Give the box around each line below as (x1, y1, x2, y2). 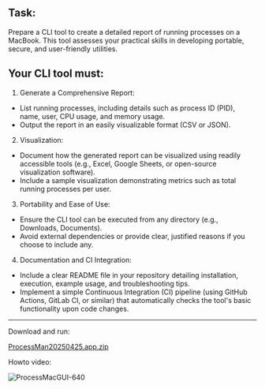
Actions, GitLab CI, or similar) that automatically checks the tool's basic (19, 295, 252, 305)
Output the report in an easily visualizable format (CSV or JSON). (19, 120, 231, 129)
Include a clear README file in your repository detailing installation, (19, 270, 239, 279)
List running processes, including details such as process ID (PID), (19, 103, 235, 113)
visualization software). (19, 167, 96, 177)
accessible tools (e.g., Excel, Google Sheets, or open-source (19, 159, 217, 168)
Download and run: (8, 327, 70, 336)
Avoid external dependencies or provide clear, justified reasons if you (19, 231, 246, 241)
